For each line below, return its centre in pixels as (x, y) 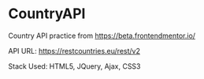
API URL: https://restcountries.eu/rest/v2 (74, 51)
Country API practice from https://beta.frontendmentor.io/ (102, 36)
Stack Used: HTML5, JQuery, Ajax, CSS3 (74, 66)
